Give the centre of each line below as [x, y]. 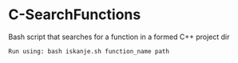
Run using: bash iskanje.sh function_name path [89, 51]
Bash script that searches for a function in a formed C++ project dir [119, 37]
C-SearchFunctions [75, 15]
